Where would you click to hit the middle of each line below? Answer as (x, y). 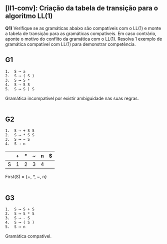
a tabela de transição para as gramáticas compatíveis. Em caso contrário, (81, 33)
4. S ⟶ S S (17, 85)
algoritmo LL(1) (29, 16)
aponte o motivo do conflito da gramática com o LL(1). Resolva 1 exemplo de (84, 39)
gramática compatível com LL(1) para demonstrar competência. (70, 44)
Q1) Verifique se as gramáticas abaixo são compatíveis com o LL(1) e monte (83, 28)
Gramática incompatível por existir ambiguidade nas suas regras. (72, 98)
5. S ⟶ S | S (20, 89)
